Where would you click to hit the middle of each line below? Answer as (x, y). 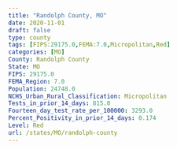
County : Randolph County (49, 60)
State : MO (24, 67)
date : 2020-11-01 (37, 23)
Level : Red (26, 125)
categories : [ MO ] (37, 52)
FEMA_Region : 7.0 (37, 81)
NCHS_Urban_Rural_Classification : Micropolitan (88, 96)
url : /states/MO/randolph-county (63, 132)
